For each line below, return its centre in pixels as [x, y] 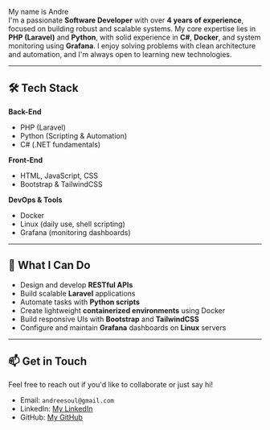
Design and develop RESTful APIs [76, 284]
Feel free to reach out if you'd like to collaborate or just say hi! [110, 385]
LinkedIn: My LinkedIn [56, 409]
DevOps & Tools [35, 200]
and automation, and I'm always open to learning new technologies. [120, 54]
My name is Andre [39, 12]
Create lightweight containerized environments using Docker [123, 310]
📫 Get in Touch [48, 362]
